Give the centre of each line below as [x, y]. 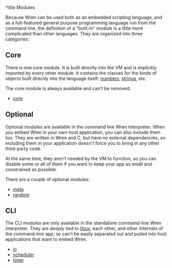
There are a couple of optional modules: [47, 179]
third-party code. [24, 149]
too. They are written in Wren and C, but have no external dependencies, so [85, 137]
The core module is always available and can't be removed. [68, 88]
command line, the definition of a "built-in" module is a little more [74, 28]
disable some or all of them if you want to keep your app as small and [79, 164]
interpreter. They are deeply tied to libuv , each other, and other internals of [84, 229]
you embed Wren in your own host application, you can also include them [83, 132]
